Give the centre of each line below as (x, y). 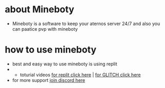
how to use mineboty (51, 50)
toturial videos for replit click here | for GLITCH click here (80, 75)
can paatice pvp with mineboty (45, 29)
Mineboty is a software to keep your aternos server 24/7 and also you (86, 24)
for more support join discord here (49, 80)
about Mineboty (40, 9)
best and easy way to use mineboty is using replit (65, 64)
